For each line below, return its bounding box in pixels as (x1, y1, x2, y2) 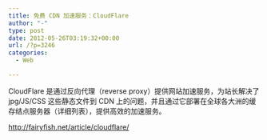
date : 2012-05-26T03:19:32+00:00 (8, 34, 120, 42)
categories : (8, 49, 48, 57)
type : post (8, 26, 45, 34)
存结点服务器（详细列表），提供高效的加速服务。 (8, 106, 166, 116)
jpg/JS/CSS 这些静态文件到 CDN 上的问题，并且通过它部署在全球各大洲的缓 (8, 96, 257, 106)
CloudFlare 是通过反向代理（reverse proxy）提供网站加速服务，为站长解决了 (8, 86, 260, 96)
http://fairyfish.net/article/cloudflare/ (8, 122, 130, 132)
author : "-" (8, 19, 48, 27)
